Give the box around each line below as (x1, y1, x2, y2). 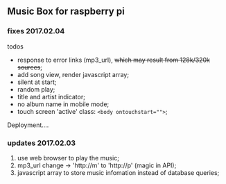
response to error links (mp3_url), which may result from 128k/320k (17, 56, 210, 64)
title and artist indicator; (17, 92, 85, 101)
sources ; (17, 62, 43, 72)
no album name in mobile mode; (17, 100, 110, 108)
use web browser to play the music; (17, 153, 120, 162)
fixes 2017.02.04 (7, 26, 65, 36)
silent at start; (17, 78, 57, 86)
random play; (17, 85, 55, 93)
